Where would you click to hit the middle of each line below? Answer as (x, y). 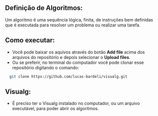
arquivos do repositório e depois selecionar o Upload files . (71, 57)
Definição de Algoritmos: (44, 8)
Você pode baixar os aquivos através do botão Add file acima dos (79, 52)
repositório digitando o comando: (46, 67)
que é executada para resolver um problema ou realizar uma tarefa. (73, 25)
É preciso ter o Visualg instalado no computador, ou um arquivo (76, 103)
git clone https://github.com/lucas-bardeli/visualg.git (69, 77)
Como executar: (30, 40)
